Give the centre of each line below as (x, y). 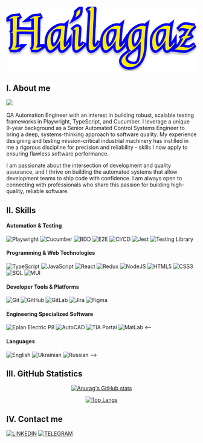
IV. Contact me (35, 419)
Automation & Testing (34, 226)
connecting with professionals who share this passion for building (88, 185)
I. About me (28, 88)
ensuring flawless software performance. (58, 154)
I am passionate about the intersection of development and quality (89, 166)
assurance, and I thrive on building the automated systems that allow (92, 172)
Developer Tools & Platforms (43, 287)
